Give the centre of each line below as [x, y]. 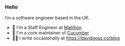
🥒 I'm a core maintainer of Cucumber [51, 33]
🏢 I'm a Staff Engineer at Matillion [47, 27]
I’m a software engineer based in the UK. [47, 18]
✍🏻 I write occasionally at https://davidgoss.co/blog [66, 38]
